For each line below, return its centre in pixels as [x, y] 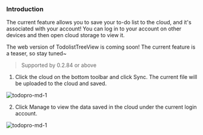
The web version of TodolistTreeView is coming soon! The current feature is [101, 47]
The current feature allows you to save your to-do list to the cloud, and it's [99, 22]
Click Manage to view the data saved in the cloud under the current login [106, 107]
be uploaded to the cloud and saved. [61, 83]
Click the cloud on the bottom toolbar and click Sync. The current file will [106, 77]
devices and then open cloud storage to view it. [66, 35]
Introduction [25, 9]
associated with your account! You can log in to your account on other [94, 29]
